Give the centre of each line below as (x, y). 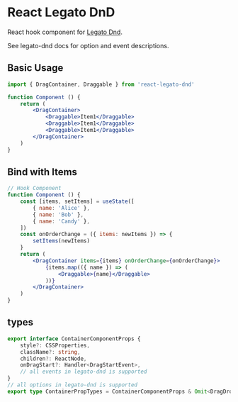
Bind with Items (42, 172)
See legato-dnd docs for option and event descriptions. (88, 45)
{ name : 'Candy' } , (62, 221)
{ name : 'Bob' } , (58, 214)
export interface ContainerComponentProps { (74, 339)
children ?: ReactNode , (53, 359)
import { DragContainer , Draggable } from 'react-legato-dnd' (101, 84)
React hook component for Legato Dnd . (65, 32)
